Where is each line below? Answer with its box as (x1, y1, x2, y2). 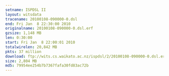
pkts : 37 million (5, 49, 42, 54)
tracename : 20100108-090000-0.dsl (5, 16, 78, 21)
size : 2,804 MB (5, 58, 37, 63)
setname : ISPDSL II (5, 7, 46, 12)
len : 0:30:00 (5, 35, 33, 40)
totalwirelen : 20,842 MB (5, 44, 57, 49)
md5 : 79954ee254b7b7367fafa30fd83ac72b (5, 63, 89, 68)
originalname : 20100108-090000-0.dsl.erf (5, 26, 94, 31)
